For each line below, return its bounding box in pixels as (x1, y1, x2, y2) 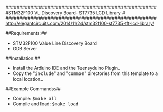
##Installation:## (5, 55, 40, 61)
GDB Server (12, 46, 38, 51)
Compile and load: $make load (12, 101, 79, 107)
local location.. (12, 76, 44, 82)
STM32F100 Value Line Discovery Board (12, 40, 97, 46)
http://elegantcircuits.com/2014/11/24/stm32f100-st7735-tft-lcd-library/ (5, 20, 154, 26)
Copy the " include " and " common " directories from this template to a (12, 70, 158, 77)
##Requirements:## (5, 30, 47, 36)
